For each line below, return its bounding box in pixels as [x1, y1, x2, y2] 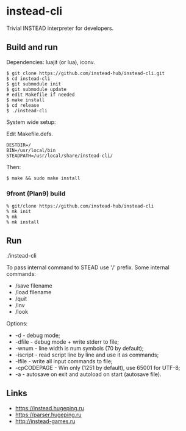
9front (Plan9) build [6, 189, 66, 198]
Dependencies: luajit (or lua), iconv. [6, 58, 96, 65]
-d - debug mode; [15, 331, 60, 339]
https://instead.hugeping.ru [15, 404, 84, 411]
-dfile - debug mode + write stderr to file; [15, 338, 120, 346]
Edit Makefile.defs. [6, 130, 54, 137]
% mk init [6, 209, 32, 215]
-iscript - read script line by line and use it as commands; [15, 351, 159, 358]
